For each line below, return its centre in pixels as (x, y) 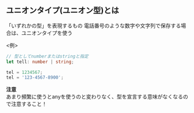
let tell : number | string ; (40, 62)
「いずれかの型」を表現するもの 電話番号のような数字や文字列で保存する (94, 26)
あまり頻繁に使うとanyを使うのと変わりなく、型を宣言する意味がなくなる (95, 97)
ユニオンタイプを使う (47, 33)
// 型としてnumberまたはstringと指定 (47, 56)
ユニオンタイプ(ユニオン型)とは (63, 10)
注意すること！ (29, 104)
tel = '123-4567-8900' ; (35, 77)
